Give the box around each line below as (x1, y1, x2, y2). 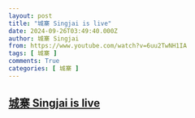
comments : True (8, 57, 60, 65)
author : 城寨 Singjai (8, 34, 80, 43)
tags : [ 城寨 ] (8, 49, 58, 57)
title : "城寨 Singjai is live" (8, 19, 112, 27)
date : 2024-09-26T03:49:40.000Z (8, 27, 118, 35)
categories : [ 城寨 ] (8, 65, 80, 73)
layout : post (8, 11, 53, 20)
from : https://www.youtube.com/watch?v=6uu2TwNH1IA (8, 42, 187, 50)
